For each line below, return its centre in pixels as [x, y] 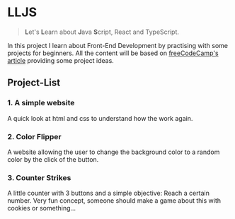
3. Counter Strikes [39, 177]
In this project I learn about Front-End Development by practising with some [118, 45]
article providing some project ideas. [61, 60]
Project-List [34, 83]
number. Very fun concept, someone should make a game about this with [114, 201]
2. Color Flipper [34, 136]
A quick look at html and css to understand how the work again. [100, 118]
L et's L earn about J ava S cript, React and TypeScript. [102, 32]
